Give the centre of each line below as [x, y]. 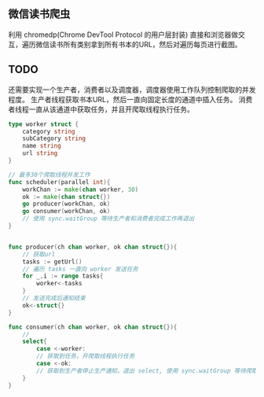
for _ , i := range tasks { [63, 276]
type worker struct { [44, 124]
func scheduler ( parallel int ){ [59, 182]
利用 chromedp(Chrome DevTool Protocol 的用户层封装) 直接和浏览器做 [123, 35]
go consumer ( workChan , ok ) [66, 211]
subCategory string [54, 139]
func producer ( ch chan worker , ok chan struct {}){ [93, 247]
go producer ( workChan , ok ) [66, 204]
